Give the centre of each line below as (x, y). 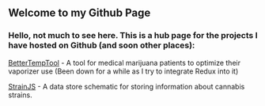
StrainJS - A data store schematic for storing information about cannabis (127, 86)
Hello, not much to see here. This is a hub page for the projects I (133, 36)
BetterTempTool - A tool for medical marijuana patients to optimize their (125, 62)
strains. (21, 95)
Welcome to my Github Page (79, 13)
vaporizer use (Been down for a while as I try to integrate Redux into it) (123, 71)
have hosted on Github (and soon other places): (102, 45)
